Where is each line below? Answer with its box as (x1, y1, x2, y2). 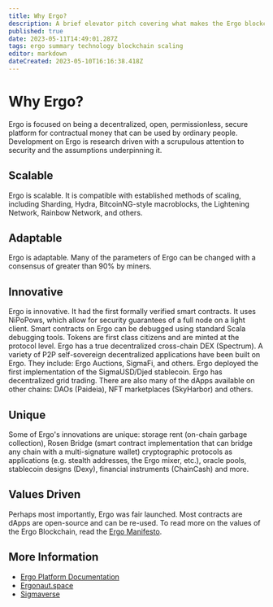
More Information (8, 550, 99, 564)
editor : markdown (8, 50, 67, 58)
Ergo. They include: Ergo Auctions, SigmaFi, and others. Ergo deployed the (8, 359, 258, 369)
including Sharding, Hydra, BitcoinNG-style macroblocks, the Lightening (8, 199, 250, 208)
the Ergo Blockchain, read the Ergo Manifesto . (8, 526, 162, 536)
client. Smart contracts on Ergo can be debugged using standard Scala (8, 324, 246, 334)
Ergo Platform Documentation (19, 571, 120, 582)
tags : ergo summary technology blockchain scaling (8, 42, 184, 50)
